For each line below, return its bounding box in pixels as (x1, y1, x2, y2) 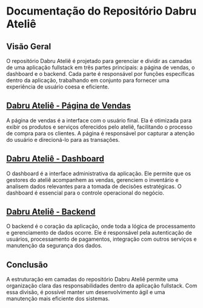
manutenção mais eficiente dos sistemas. (6, 295, 110, 303)
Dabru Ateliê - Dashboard (6, 153, 104, 164)
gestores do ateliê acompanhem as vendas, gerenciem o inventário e (6, 176, 179, 183)
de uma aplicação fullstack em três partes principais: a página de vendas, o (6, 64, 195, 71)
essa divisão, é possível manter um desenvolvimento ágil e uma (6, 289, 165, 296)
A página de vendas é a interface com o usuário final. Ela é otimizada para (6, 116, 192, 124)
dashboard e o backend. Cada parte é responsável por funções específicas (6, 70, 195, 77)
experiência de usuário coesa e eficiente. (6, 83, 110, 90)
